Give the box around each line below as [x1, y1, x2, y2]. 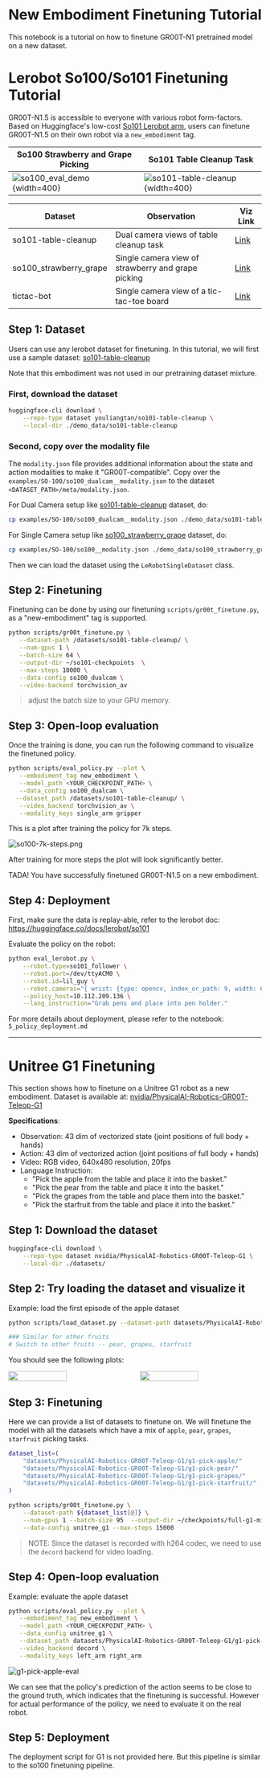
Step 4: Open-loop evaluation [8, 1570, 159, 1584]
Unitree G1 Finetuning [8, 1057, 156, 1075]
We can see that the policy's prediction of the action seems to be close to [8, 1682, 252, 1691]
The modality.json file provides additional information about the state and [8, 458, 253, 468]
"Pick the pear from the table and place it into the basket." [31, 1183, 224, 1193]
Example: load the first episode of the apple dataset [8, 1303, 179, 1313]
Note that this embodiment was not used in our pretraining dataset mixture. [8, 368, 257, 378]
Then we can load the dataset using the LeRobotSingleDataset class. [8, 560, 235, 570]
